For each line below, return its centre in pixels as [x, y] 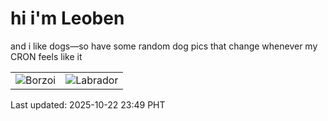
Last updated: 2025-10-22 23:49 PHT [88, 104]
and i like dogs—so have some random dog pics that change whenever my [164, 46]
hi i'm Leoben [67, 18]
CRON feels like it [46, 56]
